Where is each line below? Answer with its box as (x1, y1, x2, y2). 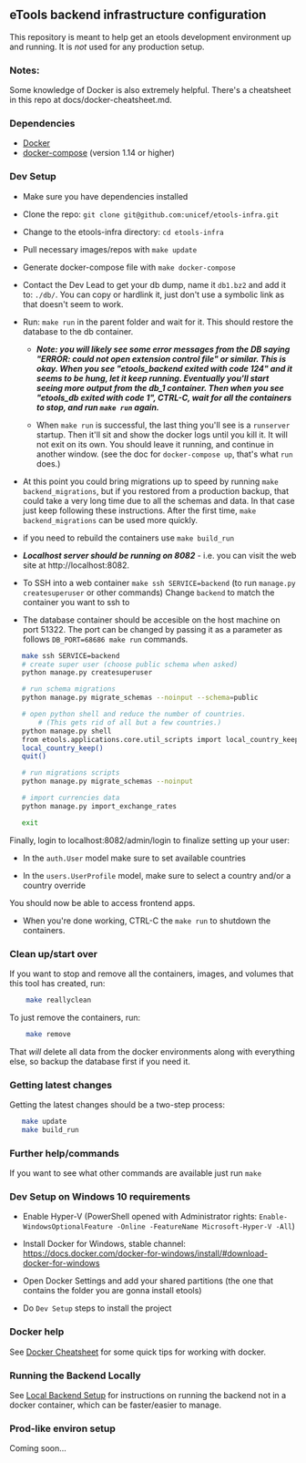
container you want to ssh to (22, 596, 130, 607)
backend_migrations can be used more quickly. (22, 514, 199, 525)
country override (22, 880, 87, 891)
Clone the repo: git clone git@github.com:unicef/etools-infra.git (22, 209, 280, 220)
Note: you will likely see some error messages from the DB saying (36, 344, 291, 355)
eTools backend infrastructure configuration (9, 7, 267, 23)
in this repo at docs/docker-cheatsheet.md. (9, 95, 173, 106)
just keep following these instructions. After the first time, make (22, 505, 257, 516)
